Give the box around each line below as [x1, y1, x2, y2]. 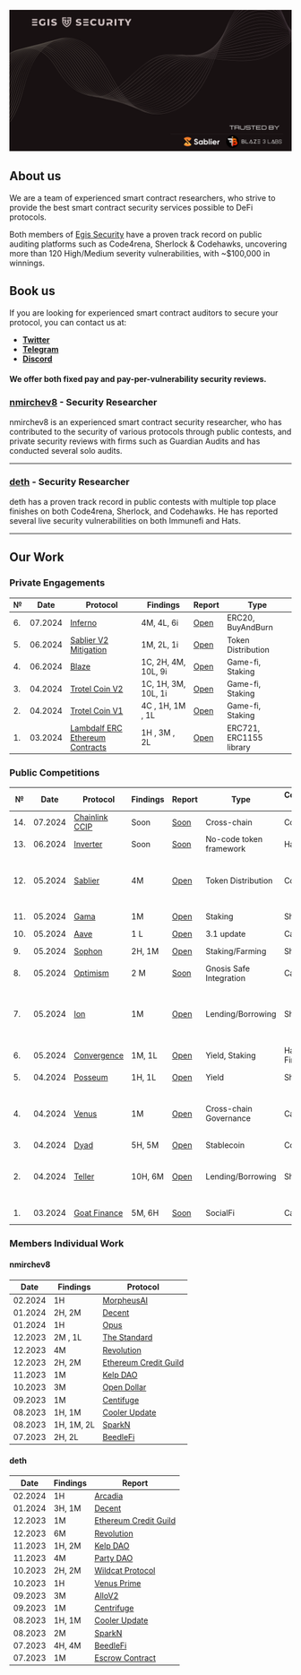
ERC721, [227, 723, 261, 733]
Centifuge [102, 1394, 140, 1405]
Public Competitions [9, 766, 100, 778]
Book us [9, 283, 56, 299]
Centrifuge [93, 1602, 134, 1614]
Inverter [73, 838, 103, 849]
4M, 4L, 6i [141, 617, 179, 628]
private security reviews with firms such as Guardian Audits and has [9, 436, 261, 447]
